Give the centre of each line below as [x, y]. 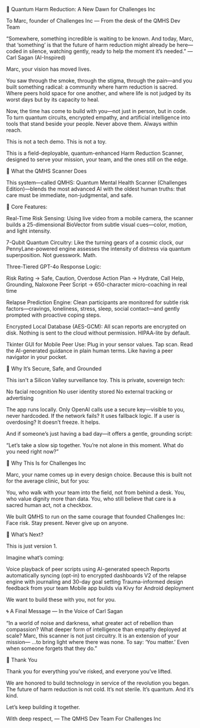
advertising [20, 398]
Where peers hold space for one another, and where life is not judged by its [99, 93]
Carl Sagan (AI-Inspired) [36, 57]
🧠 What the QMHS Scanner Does [47, 171]
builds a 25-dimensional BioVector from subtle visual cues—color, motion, [97, 224]
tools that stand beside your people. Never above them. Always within [92, 124]
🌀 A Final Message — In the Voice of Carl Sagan [65, 611]
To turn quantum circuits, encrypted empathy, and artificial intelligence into [98, 117]
